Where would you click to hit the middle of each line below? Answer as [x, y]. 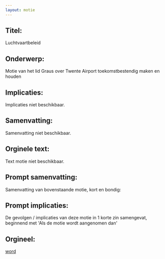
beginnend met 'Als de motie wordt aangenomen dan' [61, 223]
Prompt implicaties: [37, 205]
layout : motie [20, 10]
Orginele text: [27, 149]
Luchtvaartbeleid [23, 43]
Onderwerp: [25, 59]
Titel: [14, 31]
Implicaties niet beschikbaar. [35, 105]
